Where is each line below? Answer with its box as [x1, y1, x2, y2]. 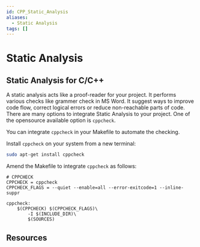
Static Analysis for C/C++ [6, 75, 105, 85]
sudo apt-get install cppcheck [6, 151, 85, 158]
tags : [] [6, 25, 28, 32]
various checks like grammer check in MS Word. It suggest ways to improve [6, 97, 194, 105]
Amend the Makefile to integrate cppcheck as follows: [6, 163, 137, 170]
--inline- [159, 184, 184, 191]
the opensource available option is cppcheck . [6, 117, 116, 124]
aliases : [6, 14, 28, 20]
